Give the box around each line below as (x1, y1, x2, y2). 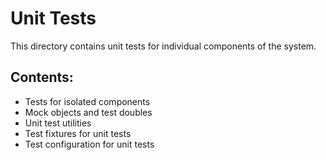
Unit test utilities (24, 117, 92, 129)
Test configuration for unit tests (24, 138, 155, 150)
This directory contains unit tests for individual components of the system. (10, 40, 317, 52)
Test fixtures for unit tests (24, 127, 132, 139)
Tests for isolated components (24, 95, 151, 107)
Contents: (10, 69, 74, 86)
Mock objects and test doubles (24, 106, 153, 118)
